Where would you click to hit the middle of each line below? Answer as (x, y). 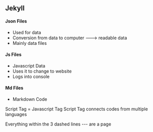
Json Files (16, 21)
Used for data (27, 32)
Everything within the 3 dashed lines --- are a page (58, 124)
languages (16, 114)
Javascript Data (29, 65)
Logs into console (31, 76)
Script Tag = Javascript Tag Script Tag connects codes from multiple (77, 109)
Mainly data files (29, 43)
